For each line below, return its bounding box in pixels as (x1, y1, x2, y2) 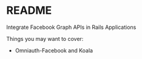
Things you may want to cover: (6, 35, 84, 42)
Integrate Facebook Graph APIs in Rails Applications (6, 23, 137, 31)
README (6, 4, 52, 17)
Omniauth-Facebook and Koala (15, 46, 93, 54)
